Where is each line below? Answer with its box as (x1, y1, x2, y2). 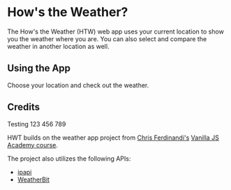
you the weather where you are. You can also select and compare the (7, 34, 207, 43)
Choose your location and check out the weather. (7, 81, 149, 89)
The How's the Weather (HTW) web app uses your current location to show (7, 27, 225, 36)
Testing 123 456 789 (7, 119, 66, 128)
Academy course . (7, 140, 58, 149)
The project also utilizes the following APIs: (7, 154, 131, 163)
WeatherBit (17, 175, 50, 184)
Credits (7, 101, 40, 113)
